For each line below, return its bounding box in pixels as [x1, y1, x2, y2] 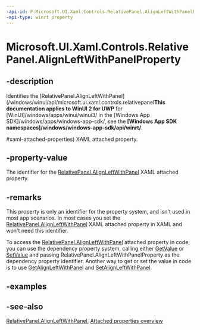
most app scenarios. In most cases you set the [6, 214, 121, 221]
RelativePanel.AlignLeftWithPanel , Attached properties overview [6, 317, 163, 325]
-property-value [6, 153, 68, 163]
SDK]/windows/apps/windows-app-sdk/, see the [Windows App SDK [6, 118, 177, 125]
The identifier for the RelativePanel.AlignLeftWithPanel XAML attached [6, 168, 179, 176]
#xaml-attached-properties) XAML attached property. [6, 135, 138, 143]
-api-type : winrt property [6, 14, 73, 20]
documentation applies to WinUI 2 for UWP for [6, 105, 123, 112]
